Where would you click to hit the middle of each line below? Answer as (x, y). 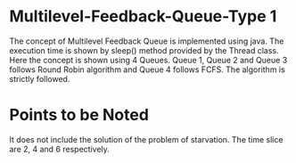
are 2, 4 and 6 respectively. (59, 149)
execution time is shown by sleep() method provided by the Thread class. (144, 50)
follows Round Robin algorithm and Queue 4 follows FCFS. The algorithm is (147, 69)
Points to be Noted (79, 115)
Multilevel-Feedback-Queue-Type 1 (143, 16)
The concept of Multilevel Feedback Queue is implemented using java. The (147, 41)
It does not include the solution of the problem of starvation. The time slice (146, 139)
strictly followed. (40, 78)
